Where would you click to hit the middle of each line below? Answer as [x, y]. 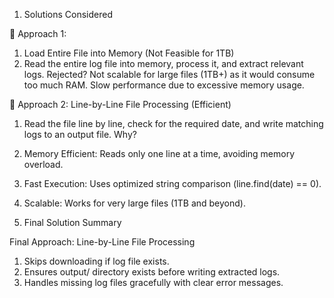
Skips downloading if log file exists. [96, 261]
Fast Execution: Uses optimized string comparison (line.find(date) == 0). [172, 183]
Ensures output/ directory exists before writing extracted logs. [152, 272]
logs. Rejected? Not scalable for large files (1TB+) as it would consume [169, 74]
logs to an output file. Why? [80, 134]
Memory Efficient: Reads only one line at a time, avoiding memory [159, 153]
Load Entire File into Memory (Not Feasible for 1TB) [129, 53]
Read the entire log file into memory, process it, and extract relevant [163, 63]
